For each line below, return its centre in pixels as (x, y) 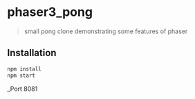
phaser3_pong (50, 12)
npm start (21, 75)
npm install (24, 69)
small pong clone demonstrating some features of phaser (106, 31)
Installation (32, 53)
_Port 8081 (22, 89)
